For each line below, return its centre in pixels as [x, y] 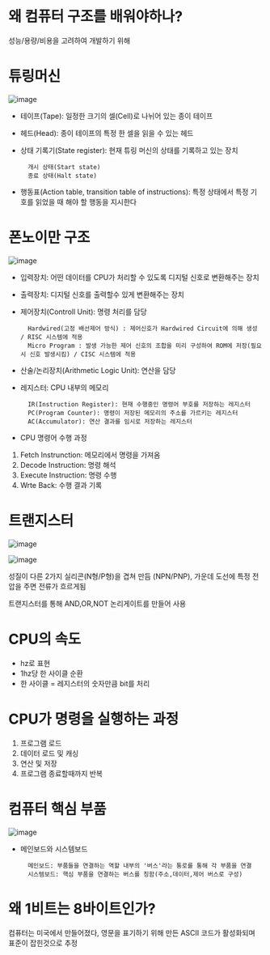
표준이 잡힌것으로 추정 [43, 943]
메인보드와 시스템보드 [54, 849]
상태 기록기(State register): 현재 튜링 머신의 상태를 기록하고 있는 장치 [129, 150]
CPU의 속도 [45, 639]
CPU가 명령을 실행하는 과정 [94, 719]
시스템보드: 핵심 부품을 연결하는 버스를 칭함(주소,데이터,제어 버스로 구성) [135, 874]
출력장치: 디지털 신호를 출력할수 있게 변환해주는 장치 [102, 294]
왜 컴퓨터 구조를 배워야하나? [96, 17]
